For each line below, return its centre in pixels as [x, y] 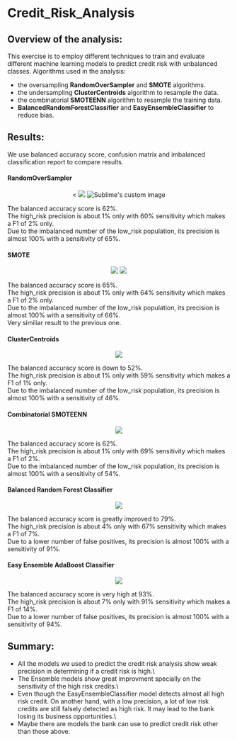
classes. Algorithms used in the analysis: [67, 71]
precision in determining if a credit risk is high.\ [86, 671]
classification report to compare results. [65, 162]
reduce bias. [36, 115]
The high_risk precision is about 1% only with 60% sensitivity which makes [116, 216]
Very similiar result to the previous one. [64, 323]
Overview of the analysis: [65, 39]
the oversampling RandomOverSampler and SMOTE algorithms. [111, 85]
